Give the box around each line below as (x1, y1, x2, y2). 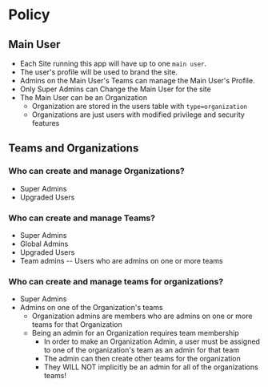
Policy (8, 6, 50, 24)
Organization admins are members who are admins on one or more (31, 311, 253, 321)
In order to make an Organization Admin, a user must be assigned (43, 337, 260, 346)
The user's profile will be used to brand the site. (19, 67, 178, 77)
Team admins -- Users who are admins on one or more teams (19, 256, 223, 265)
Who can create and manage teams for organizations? (8, 276, 224, 287)
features (31, 119, 60, 127)
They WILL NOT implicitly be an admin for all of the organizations (43, 362, 258, 372)
